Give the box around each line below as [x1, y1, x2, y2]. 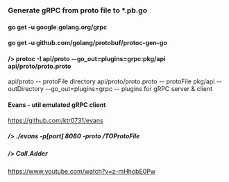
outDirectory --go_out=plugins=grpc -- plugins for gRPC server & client [8, 85, 213, 93]
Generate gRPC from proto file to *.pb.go [8, 6, 148, 15]
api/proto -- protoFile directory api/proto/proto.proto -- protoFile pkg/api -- [8, 77, 223, 85]
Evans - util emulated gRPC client [8, 100, 106, 109]
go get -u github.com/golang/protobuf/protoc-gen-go [8, 39, 167, 47]
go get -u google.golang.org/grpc [8, 23, 108, 31]
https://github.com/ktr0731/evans [8, 116, 103, 124]
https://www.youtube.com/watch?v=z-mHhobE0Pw [8, 167, 155, 175]
